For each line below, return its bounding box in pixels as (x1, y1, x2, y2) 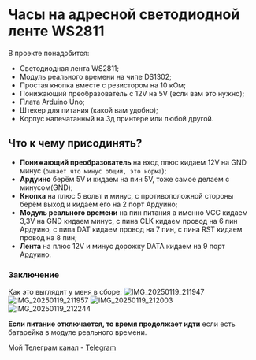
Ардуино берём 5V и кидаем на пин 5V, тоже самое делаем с (19, 174, 230, 184)
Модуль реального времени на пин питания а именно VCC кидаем (19, 207, 248, 217)
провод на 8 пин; (19, 232, 77, 242)
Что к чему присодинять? (8, 136, 143, 150)
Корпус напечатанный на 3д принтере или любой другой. (19, 113, 214, 123)
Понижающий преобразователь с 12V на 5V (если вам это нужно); (19, 88, 245, 98)
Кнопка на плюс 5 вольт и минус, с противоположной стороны (19, 191, 234, 200)
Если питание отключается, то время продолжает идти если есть (8, 319, 236, 328)
